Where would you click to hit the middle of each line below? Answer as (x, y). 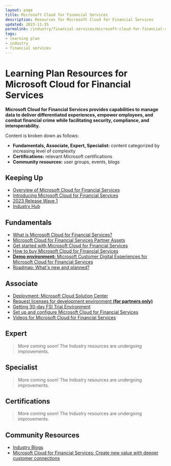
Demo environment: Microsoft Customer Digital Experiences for (80, 257)
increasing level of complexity (44, 151)
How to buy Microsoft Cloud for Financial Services (65, 251)
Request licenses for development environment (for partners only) (83, 301)
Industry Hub (26, 206)
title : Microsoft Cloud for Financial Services (57, 15)
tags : (11, 34)
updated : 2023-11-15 (27, 24)
